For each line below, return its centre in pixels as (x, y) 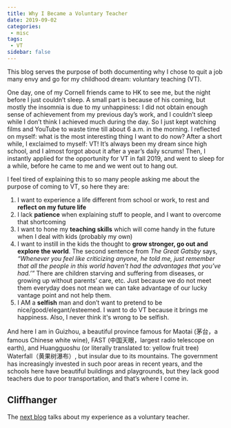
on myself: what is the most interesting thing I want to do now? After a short (115, 136)
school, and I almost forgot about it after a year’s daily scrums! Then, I (106, 151)
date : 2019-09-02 (32, 20)
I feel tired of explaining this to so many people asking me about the (103, 179)
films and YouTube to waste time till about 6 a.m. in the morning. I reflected (113, 129)
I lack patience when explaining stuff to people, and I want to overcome (119, 214)
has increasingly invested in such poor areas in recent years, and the (105, 364)
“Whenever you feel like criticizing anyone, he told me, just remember (116, 258)
